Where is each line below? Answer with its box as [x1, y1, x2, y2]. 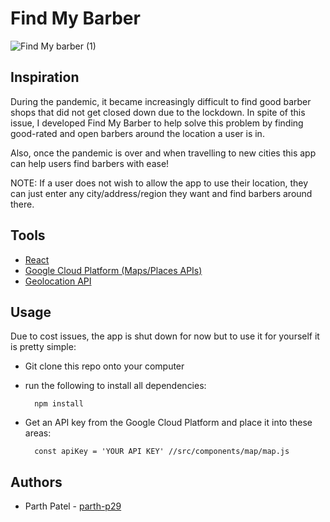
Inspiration [10, 69, 80, 86]
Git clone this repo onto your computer [24, 360, 185, 372]
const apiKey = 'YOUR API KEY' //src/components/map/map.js [34, 447, 290, 457]
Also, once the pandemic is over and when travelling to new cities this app [10, 147, 317, 159]
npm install [34, 399, 84, 409]
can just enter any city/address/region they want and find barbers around [10, 187, 313, 199]
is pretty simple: [10, 341, 77, 353]
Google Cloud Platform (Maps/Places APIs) [24, 264, 203, 276]
